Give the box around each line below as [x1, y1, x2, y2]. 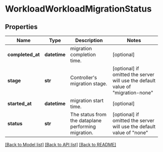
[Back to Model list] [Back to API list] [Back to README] [5, 142, 116, 147]
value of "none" [112, 129, 148, 136]
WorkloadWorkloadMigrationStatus [5, 3, 152, 15]
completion [70, 51, 96, 58]
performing [70, 123, 96, 130]
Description [75, 37, 103, 44]
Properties [5, 23, 38, 31]
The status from [70, 111, 107, 118]
